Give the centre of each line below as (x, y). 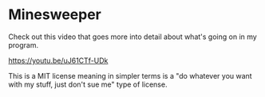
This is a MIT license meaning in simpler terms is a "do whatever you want (131, 76)
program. (24, 45)
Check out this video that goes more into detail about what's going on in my (132, 37)
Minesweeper (55, 15)
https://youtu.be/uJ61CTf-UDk (58, 60)
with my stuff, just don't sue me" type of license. (88, 84)
